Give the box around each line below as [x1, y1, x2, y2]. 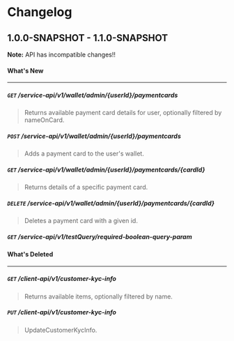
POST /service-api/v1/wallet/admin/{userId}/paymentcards [7, 132, 181, 140]
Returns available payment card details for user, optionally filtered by [24, 109, 222, 117]
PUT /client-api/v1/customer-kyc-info [7, 308, 117, 317]
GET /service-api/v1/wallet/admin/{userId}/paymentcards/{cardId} [7, 165, 205, 174]
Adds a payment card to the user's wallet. [24, 149, 144, 158]
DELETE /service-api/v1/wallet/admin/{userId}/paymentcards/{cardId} [7, 199, 214, 207]
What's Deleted [7, 250, 54, 259]
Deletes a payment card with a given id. [24, 217, 138, 225]
